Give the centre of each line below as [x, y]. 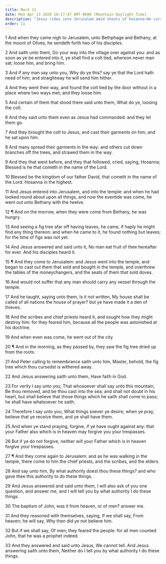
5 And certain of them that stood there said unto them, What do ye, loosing [81, 103]
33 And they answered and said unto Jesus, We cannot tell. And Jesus [77, 546]
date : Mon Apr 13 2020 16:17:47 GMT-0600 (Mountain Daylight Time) [76, 14]
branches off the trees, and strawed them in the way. [59, 152]
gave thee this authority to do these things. [49, 476]
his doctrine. [18, 327]
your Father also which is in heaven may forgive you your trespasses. [76, 432]
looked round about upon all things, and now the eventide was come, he [79, 197]
